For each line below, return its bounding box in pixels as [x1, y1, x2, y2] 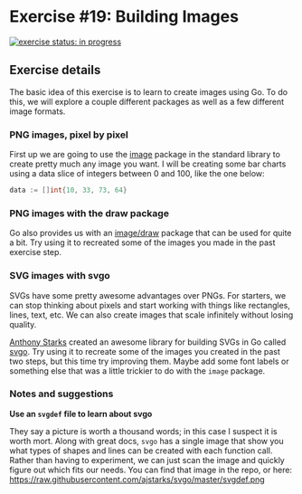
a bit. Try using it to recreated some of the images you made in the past [9, 237, 276, 248]
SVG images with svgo [9, 270, 110, 282]
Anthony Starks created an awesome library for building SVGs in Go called [9, 337, 287, 347]
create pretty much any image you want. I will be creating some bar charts [9, 158, 287, 169]
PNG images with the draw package [9, 206, 170, 219]
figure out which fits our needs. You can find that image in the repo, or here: [9, 464, 292, 475]
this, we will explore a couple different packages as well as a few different [9, 96, 285, 107]
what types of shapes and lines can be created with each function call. [9, 445, 273, 456]
